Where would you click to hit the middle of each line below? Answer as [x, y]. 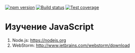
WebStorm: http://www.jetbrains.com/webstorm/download [71, 45]
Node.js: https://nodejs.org [39, 40]
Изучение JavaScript [49, 27]
